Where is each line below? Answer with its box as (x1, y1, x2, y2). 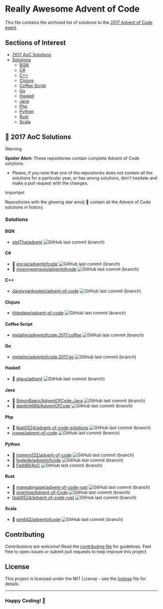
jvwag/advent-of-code (12, 430, 58, 436)
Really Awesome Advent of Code (5, 3, 140, 15)
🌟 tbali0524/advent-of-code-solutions (12, 425, 89, 431)
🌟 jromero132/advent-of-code (12, 452, 72, 458)
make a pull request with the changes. (12, 180, 89, 186)
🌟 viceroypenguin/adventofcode (12, 266, 77, 272)
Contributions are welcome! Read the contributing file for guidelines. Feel (5, 543, 151, 549)
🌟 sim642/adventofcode (12, 516, 61, 522)
